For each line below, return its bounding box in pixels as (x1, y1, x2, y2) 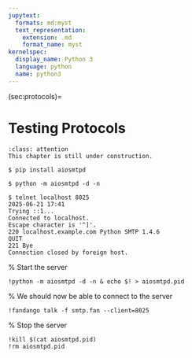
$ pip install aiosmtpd (8, 166, 87, 174)
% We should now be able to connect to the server (8, 291, 173, 301)
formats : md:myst (15, 19, 72, 27)
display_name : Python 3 (15, 56, 93, 64)
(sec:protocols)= (8, 91, 63, 101)
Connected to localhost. (8, 214, 90, 222)
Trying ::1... (8, 207, 55, 215)
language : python (15, 63, 72, 71)
